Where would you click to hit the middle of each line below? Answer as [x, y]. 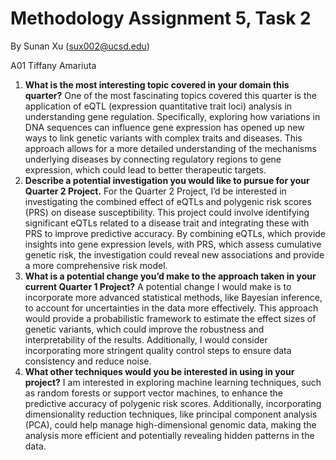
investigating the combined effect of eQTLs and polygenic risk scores [168, 201]
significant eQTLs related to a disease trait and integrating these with [167, 223]
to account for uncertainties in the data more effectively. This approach [171, 308]
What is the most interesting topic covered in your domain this [157, 84]
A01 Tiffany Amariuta [53, 65]
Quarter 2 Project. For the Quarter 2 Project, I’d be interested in [155, 191]
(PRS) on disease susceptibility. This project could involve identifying [167, 212]
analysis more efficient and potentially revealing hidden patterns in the [169, 435]
